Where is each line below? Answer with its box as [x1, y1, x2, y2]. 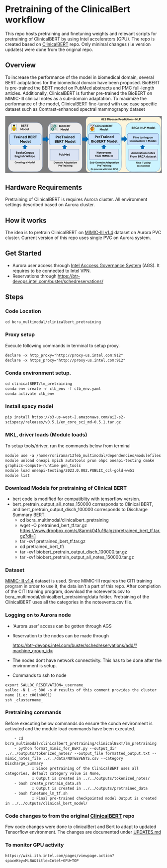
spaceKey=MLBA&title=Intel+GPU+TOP [5, 859, 79, 864]
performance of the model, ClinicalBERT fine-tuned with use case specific [5, 101, 158, 107]
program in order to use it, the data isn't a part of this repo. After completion [5, 583, 161, 589]
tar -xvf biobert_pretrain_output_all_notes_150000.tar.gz [19, 554, 134, 560]
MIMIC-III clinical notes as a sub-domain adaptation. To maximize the [5, 95, 147, 101]
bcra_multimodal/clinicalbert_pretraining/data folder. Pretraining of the [5, 594, 149, 600]
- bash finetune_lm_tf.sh [14, 791, 68, 796]
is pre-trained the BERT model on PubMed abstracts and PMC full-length [5, 85, 155, 91]
